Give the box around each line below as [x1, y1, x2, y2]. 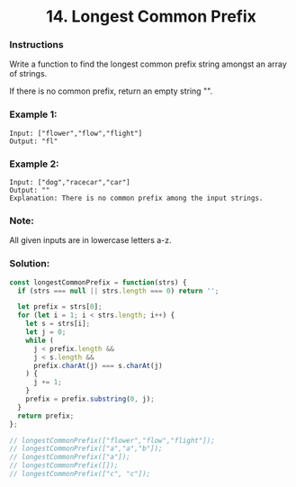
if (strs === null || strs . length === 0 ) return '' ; [17, 286, 220, 295]
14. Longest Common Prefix [46, 6, 256, 27]
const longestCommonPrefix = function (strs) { [9, 277, 187, 287]
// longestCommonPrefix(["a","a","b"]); [9, 444, 164, 454]
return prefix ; [17, 411, 75, 420]
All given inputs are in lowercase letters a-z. [9, 235, 173, 246]
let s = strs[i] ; [25, 320, 91, 329]
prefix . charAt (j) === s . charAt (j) [32, 361, 164, 370]
